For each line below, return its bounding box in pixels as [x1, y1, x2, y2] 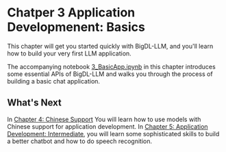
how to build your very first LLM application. [7, 49, 131, 58]
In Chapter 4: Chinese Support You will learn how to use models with [7, 115, 201, 123]
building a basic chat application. [7, 77, 101, 85]
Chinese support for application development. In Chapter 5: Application [7, 122, 208, 131]
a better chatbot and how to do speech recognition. [7, 137, 153, 145]
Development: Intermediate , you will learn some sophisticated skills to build [7, 129, 220, 138]
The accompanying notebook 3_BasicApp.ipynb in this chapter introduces [7, 62, 216, 71]
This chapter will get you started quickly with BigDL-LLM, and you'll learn [7, 42, 214, 50]
